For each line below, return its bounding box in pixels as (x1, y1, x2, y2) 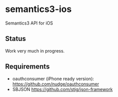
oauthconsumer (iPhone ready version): (12, 75, 95, 81)
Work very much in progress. (5, 47, 65, 53)
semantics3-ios (5, 3, 72, 15)
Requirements (5, 62, 50, 71)
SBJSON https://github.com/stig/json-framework (12, 86, 113, 92)
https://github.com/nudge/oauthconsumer (12, 81, 100, 87)
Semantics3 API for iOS (5, 20, 53, 26)
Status (5, 34, 26, 43)
